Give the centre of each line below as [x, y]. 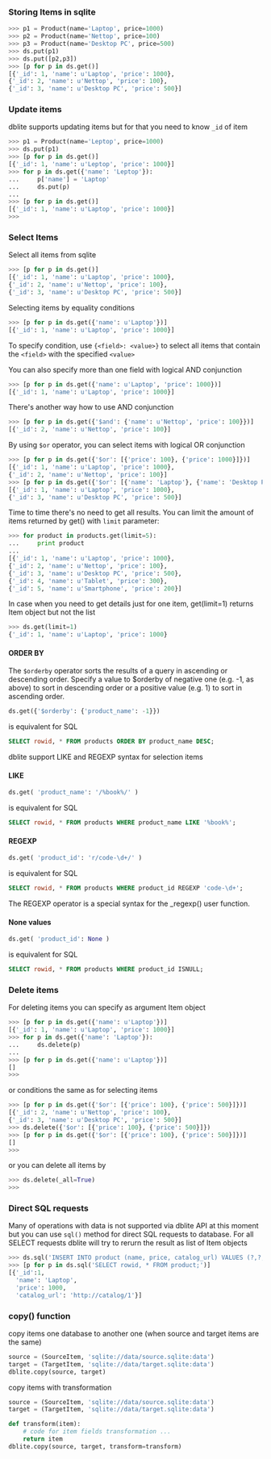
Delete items [33, 990]
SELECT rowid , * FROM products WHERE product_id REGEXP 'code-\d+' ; [126, 888]
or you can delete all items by [57, 1165]
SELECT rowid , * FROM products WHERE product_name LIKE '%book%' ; [122, 823]
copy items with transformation [60, 1387]
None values [30, 922]
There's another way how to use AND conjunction [91, 407]
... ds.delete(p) [45, 1044]
